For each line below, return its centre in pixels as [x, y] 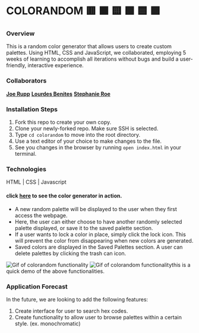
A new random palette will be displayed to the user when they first [96, 209]
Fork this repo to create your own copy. [63, 122]
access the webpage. [41, 215]
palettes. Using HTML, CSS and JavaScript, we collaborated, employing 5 [96, 53]
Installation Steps [32, 109]
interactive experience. [56, 65]
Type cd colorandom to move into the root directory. [78, 135]
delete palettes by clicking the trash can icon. [70, 253]
